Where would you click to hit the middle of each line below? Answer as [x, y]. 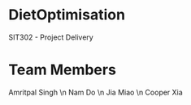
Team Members [62, 70]
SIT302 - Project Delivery [51, 37]
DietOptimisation [67, 15]
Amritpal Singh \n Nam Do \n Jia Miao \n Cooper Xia [95, 92]
